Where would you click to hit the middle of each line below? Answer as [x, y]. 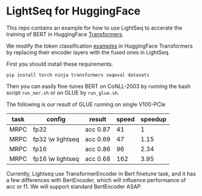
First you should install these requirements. [60, 64]
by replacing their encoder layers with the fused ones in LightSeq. [88, 52]
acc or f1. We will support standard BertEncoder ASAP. [74, 186]
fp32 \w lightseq [56, 139]
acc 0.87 [98, 129]
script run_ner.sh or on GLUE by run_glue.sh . [63, 92]
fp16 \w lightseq [56, 159]
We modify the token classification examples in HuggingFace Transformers [99, 46]
